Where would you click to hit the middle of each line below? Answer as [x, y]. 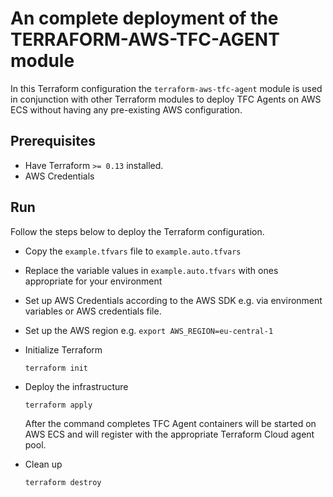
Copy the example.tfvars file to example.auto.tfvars [133, 251]
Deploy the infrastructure [76, 386]
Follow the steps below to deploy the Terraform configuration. [137, 231]
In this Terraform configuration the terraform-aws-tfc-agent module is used [166, 88]
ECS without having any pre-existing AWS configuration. [126, 109]
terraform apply [58, 405]
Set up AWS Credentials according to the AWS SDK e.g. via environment [173, 300]
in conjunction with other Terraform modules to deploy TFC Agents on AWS [166, 99]
